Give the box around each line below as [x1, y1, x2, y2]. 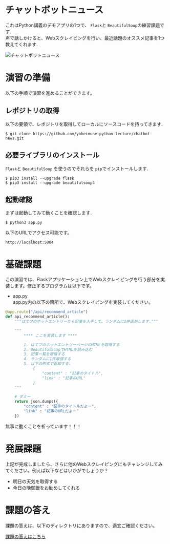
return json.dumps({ [14, 399, 58, 404]
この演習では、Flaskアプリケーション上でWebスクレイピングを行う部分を [5, 277, 161, 283]
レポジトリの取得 [5, 107, 59, 115]
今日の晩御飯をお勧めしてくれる [12, 485, 80, 491]
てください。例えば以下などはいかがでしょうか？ [5, 467, 109, 473]
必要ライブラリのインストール [5, 151, 100, 160]
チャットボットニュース [5, 4, 104, 16]
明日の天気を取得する [12, 478, 58, 484]
